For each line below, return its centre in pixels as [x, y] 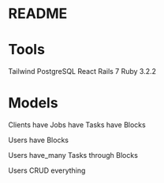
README [38, 14]
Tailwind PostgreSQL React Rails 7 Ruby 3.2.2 [82, 71]
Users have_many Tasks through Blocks [73, 156]
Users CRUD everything [47, 170]
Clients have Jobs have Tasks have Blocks [77, 125]
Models [33, 103]
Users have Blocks [39, 140]
